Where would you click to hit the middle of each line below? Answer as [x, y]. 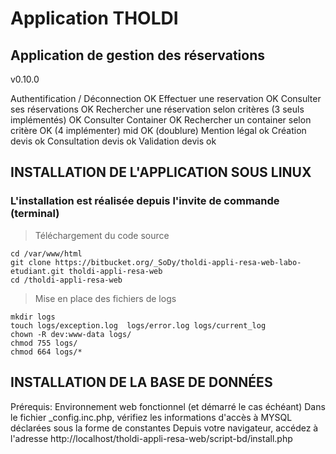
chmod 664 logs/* [46, 352]
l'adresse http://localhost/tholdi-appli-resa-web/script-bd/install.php [151, 438]
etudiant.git [37, 271]
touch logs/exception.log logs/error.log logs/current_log [138, 325]
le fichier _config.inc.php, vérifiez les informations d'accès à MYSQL [151, 417]
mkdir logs [33, 317]
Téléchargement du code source [102, 235]
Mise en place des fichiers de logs [105, 298]
